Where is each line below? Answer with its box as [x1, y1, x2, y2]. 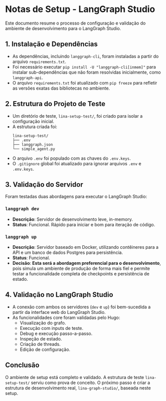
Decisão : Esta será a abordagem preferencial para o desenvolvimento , [12, 260, 161, 266]
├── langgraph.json [12, 142, 53, 147]
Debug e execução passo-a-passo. [19, 330, 93, 336]
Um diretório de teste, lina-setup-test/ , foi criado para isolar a [12, 113, 143, 119]
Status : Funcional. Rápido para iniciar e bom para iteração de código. [12, 221, 156, 227]
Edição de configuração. [19, 346, 71, 352]
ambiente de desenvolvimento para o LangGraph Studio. [5, 25, 121, 31]
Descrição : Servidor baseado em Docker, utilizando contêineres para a [12, 244, 159, 250]
